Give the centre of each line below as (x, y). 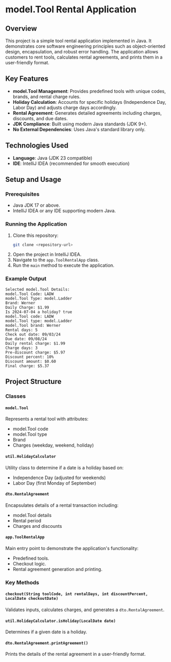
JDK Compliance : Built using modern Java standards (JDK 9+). (80, 124)
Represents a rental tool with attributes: (47, 419)
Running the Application (36, 224)
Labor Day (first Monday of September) (54, 483)
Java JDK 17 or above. (36, 205)
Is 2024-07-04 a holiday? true (39, 312)
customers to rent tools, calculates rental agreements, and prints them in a (84, 57)
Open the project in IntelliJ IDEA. (47, 254)
